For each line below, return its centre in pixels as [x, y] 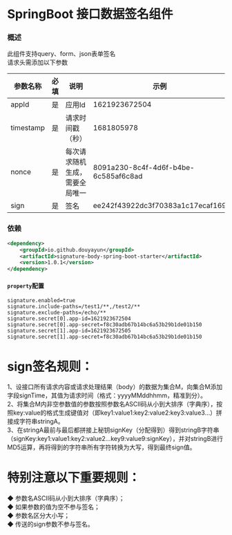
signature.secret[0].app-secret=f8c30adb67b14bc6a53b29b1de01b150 [105, 325]
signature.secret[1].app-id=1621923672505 [69, 331]
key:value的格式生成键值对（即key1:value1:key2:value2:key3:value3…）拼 [117, 413]
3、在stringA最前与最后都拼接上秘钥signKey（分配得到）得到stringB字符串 [113, 430]
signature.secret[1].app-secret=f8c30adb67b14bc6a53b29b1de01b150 [105, 337]
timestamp [28, 128]
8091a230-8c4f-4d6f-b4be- [144, 168]
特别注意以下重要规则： [74, 478]
